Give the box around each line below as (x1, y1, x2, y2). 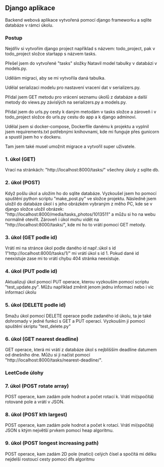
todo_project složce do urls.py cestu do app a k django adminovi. (5, 114, 137, 120)
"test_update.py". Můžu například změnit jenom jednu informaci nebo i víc (5, 284, 154, 290)
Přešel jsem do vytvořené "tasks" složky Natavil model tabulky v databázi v (5, 60, 158, 66)
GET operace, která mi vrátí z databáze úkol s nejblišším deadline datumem (5, 346, 157, 353)
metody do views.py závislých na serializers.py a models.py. (5, 99, 127, 105)
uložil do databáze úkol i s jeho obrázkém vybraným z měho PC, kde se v (5, 201, 153, 207)
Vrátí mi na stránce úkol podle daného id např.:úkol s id (5, 245, 116, 251)
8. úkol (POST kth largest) (5, 411, 68, 418)
